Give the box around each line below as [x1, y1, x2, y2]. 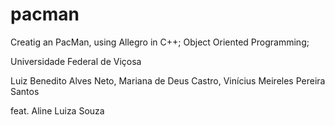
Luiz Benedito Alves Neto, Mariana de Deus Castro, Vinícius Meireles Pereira [10, 74, 326, 87]
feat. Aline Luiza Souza [10, 104, 105, 117]
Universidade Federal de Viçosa [10, 55, 142, 67]
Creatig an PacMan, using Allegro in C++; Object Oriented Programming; [10, 36, 310, 48]
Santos [10, 85, 40, 97]
